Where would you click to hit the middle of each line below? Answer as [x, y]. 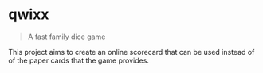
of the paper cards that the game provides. [79, 60]
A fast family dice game [67, 36]
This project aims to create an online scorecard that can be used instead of [131, 52]
